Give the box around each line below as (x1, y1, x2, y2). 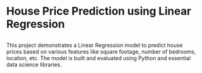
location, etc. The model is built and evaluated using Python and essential (6, 54, 191, 61)
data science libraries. (6, 61, 62, 68)
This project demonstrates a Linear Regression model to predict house (6, 41, 183, 49)
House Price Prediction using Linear (6, 4, 192, 18)
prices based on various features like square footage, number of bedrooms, (6, 47, 197, 55)
